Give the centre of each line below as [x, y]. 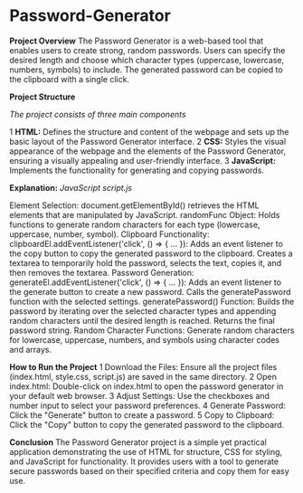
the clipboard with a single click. [69, 79]
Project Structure [43, 97]
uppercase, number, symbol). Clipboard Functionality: [109, 234]
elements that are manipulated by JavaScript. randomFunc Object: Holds [145, 214]
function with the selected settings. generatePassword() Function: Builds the [152, 301]
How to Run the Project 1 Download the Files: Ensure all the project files [143, 366]
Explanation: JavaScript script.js [71, 187]
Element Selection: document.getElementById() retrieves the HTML [134, 205]
